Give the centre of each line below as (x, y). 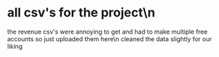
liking (15, 46)
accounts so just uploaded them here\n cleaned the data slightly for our (109, 38)
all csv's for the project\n (81, 13)
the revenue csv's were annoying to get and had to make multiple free (107, 32)
